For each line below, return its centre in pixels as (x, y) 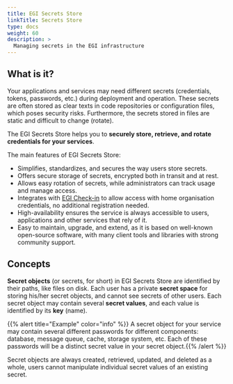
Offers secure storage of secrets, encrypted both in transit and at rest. (118, 175)
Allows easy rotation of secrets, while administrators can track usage (116, 183)
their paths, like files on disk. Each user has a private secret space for (107, 288)
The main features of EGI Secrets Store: (64, 154)
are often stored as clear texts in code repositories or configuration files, (111, 106)
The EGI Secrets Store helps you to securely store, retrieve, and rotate (110, 134)
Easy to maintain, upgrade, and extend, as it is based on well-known (115, 227)
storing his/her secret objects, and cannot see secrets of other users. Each (114, 296)
